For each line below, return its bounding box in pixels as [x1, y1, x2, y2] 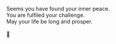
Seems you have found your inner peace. [6, 5, 110, 12]
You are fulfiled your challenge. [6, 11, 85, 19]
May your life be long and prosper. [6, 18, 93, 25]
